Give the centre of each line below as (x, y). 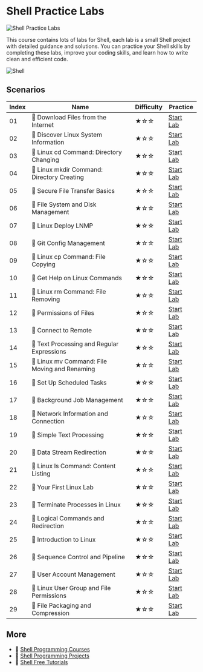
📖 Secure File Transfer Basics (73, 190)
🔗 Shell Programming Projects (52, 656)
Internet (43, 124)
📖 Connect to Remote (62, 330)
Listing (41, 473)
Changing (45, 160)
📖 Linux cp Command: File (69, 257)
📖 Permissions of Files (63, 312)
